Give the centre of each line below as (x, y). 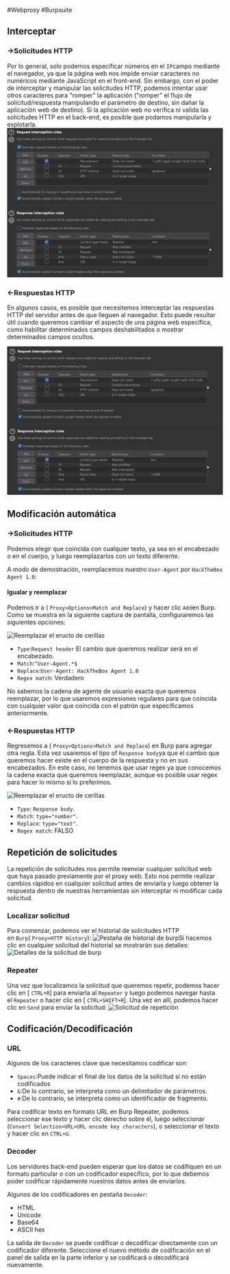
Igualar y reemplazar (37, 592)
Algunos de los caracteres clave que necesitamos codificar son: (98, 1063)
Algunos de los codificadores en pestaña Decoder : (77, 1194)
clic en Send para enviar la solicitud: (57, 1007)
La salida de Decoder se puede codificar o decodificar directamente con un (112, 1242)
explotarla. (22, 124)
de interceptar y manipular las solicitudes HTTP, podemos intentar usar (107, 88)
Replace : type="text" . (47, 824)
